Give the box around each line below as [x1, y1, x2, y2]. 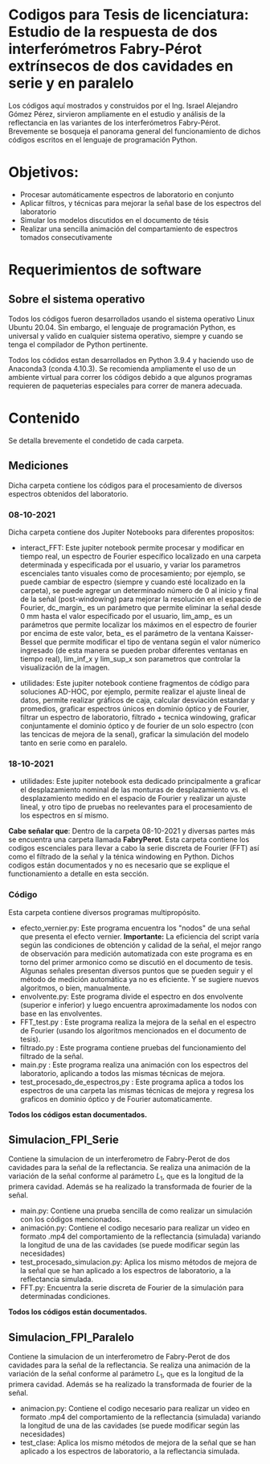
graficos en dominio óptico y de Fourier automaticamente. [19, 1094, 213, 1103]
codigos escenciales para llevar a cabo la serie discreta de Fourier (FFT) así [8, 843, 260, 853]
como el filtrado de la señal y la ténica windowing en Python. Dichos [8, 852, 235, 862]
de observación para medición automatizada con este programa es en [19, 948, 253, 959]
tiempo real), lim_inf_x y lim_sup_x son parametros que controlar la [19, 654, 241, 663]
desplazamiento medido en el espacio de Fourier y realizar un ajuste [19, 794, 247, 803]
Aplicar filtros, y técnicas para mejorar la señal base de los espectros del [19, 198, 261, 208]
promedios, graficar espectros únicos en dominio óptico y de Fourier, [19, 703, 250, 713]
